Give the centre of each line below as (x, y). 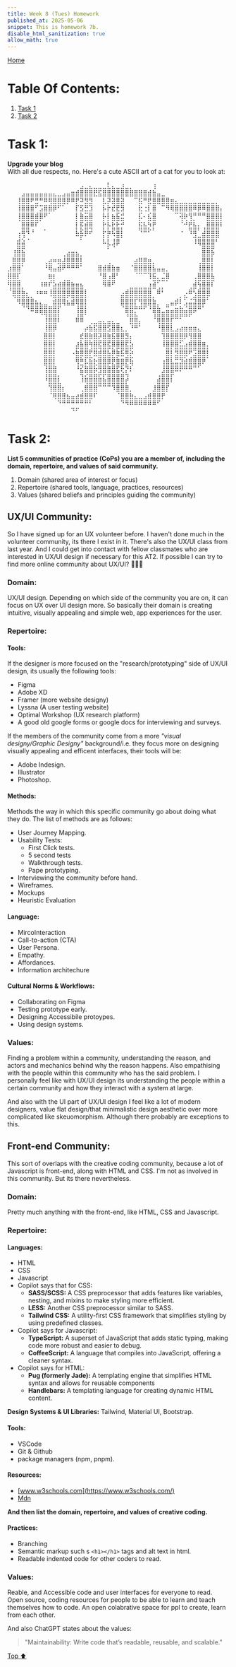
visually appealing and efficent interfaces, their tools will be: (94, 751)
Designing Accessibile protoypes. (66, 1017)
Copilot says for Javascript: (57, 1331)
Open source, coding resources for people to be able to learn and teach (112, 1600)
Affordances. (36, 962)
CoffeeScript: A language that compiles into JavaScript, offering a (124, 1353)
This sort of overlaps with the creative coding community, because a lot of (115, 1163)
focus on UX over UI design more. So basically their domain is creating (110, 606)
